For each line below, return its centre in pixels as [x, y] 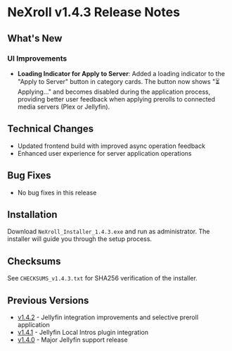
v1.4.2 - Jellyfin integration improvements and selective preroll [108, 317]
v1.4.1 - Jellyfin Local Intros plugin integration [83, 332]
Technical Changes [50, 129]
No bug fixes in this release [57, 192]
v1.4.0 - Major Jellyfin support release [72, 340]
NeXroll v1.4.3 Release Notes [94, 12]
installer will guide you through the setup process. [80, 239]
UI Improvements [37, 58]
